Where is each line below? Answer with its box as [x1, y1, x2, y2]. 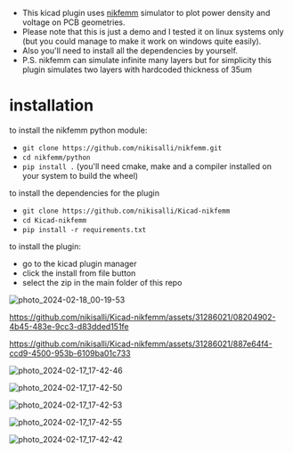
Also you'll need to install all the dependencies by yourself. [21, 45, 239, 56]
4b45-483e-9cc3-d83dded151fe [9, 320, 129, 332]
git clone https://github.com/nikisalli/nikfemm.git [21, 143, 223, 152]
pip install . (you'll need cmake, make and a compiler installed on [21, 160, 272, 172]
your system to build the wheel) [21, 170, 139, 181]
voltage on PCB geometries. [21, 17, 126, 28]
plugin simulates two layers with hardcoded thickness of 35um [21, 64, 252, 75]
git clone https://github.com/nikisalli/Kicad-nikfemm [21, 206, 231, 215]
